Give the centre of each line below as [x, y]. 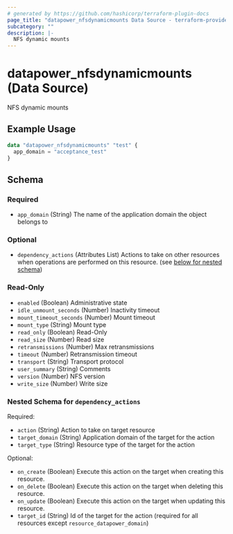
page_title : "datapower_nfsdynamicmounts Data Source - [89, 20]
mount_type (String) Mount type [62, 324]
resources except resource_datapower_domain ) [83, 523]
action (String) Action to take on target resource [86, 430]
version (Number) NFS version [61, 376]
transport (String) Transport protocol [70, 362]
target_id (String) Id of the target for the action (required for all [108, 516]
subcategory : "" [31, 26]
